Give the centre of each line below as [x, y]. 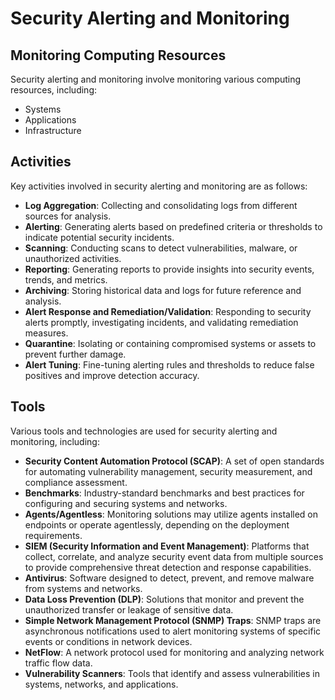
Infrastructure [53, 130]
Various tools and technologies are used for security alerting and [144, 431]
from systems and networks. [83, 588]
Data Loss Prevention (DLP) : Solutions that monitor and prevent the [164, 599]
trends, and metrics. [66, 279]
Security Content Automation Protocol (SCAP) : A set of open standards [174, 461]
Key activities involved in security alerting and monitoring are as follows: [159, 186]
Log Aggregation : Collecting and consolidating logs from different [161, 205]
